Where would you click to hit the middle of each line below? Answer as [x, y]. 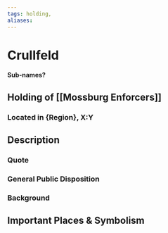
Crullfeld [33, 55]
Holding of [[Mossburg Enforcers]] [84, 97]
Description [33, 140]
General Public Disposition [53, 179]
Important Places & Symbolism [76, 221]
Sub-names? [26, 75]
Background [29, 198]
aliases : [20, 20]
